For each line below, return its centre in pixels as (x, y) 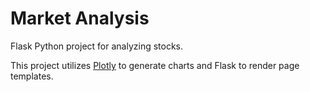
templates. (32, 76)
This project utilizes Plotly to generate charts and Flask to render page (155, 65)
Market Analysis (80, 18)
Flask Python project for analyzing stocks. (97, 46)
